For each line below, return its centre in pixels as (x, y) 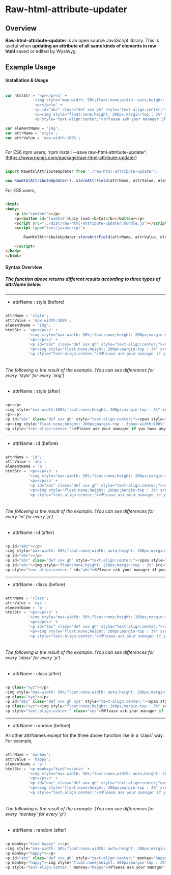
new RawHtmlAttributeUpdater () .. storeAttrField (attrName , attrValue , (81, 181)
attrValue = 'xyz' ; (26, 603)
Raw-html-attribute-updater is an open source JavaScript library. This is (82, 40)
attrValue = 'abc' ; (26, 462)
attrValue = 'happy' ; (28, 759)
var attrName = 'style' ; (32, 133)
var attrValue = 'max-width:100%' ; (43, 138)
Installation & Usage (27, 80)
